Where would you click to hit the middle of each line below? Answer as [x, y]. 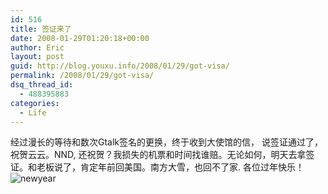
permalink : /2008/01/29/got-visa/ [82, 76]
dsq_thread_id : [42, 85]
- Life [33, 112]
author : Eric [37, 47]
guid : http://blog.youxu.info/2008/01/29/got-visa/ [120, 66]
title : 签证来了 [41, 29]
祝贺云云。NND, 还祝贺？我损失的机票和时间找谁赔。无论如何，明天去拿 [158, 155]
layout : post [37, 57]
